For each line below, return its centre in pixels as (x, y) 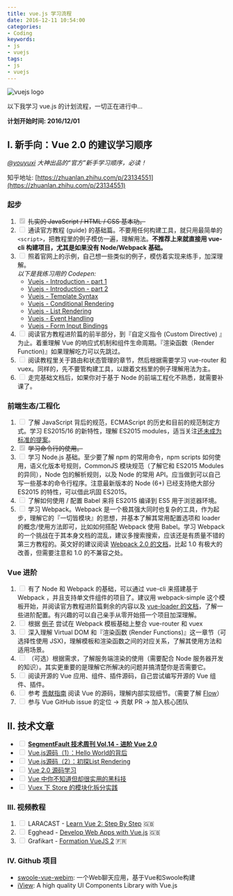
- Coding (20, 33)
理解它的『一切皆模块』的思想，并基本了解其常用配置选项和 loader (125, 518)
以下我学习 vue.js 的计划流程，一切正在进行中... (75, 106)
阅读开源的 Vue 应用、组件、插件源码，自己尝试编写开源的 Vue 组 (122, 676)
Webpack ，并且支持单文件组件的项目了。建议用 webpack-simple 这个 (118, 598)
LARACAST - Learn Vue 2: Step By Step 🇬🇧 (91, 824)
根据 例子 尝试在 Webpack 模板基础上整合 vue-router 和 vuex (115, 624)
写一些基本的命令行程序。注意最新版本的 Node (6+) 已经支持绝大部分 (116, 483)
